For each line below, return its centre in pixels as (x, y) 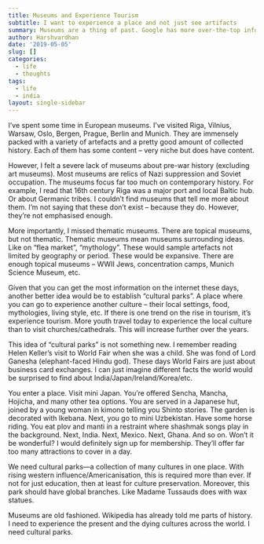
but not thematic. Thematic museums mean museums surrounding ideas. (126, 239)
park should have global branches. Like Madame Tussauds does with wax (128, 492)
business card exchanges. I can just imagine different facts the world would (130, 370)
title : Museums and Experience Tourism (73, 15)
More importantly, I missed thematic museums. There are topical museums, (130, 231)
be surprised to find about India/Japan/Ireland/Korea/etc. (101, 378)
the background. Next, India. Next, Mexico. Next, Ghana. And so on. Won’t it (131, 435)
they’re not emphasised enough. (60, 216)
